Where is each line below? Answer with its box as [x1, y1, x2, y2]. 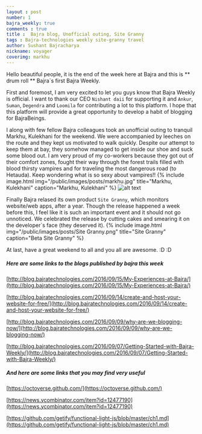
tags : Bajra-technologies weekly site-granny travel [6, 37, 145, 43]
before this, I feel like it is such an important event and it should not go [6, 208, 181, 215]
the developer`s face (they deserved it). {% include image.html [6, 222, 162, 229]
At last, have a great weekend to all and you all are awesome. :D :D [6, 246, 172, 253]
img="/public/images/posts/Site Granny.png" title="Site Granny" [6, 228, 166, 235]
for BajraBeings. [6, 114, 46, 122]
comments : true [6, 25, 47, 32]
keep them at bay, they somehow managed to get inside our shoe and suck [6, 145, 193, 153]
